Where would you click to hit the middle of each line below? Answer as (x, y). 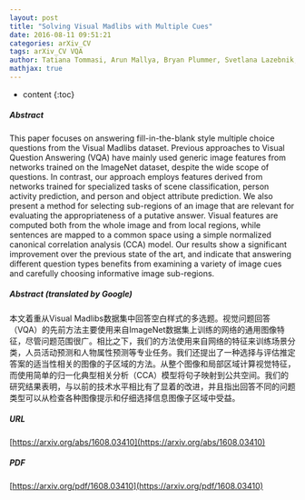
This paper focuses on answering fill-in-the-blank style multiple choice (142, 138)
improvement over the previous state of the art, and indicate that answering (151, 254)
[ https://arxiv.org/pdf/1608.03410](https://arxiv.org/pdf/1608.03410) (136, 485)
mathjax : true (36, 69)
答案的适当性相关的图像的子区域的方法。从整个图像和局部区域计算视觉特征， (152, 364)
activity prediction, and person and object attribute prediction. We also (142, 195)
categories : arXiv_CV (50, 43)
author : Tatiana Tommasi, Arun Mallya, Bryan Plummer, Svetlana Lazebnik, (154, 60)
